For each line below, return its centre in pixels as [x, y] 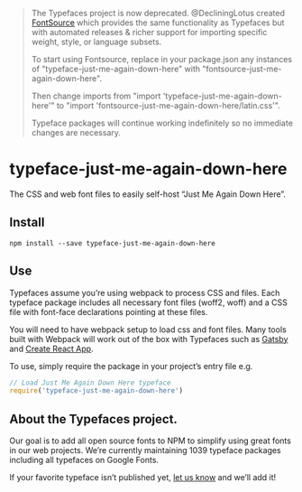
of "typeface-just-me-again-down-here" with [116, 69]
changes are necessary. [76, 133]
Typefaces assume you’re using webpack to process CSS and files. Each [145, 292]
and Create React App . [51, 348]
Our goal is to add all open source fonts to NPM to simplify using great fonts [150, 441]
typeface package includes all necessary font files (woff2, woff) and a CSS [149, 302]
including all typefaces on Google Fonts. [84, 460]
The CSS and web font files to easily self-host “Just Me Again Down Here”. [148, 194]
